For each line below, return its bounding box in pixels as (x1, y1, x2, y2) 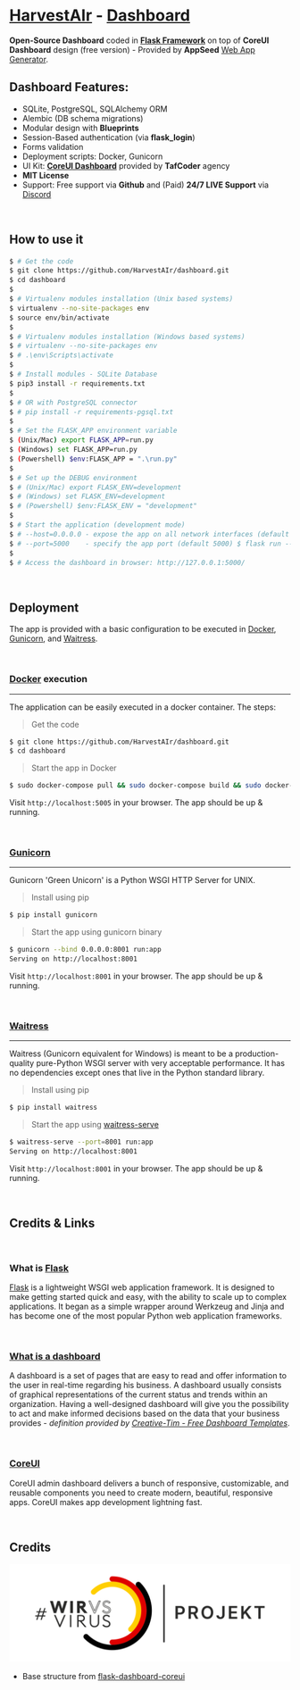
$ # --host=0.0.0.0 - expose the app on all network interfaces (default (9, 529, 290, 538)
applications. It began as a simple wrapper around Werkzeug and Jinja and (9, 1301, 285, 1312)
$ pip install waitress (9, 1103, 98, 1112)
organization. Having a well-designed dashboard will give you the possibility (9, 1399, 289, 1410)
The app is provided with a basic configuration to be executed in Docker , (9, 624, 277, 635)
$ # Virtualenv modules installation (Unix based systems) (9, 295, 234, 304)
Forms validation (21, 141, 84, 152)
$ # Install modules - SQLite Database (9, 370, 158, 379)
